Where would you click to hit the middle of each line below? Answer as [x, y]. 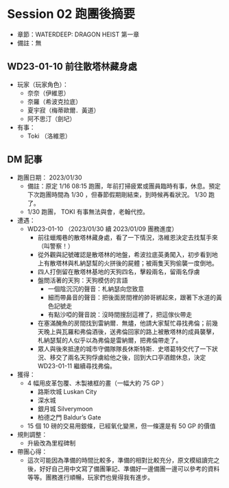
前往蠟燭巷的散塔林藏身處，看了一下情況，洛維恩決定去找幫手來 [128, 237]
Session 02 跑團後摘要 [71, 14]
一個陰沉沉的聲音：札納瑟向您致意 [96, 289]
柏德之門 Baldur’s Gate [69, 417]
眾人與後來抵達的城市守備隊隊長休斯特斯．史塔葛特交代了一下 [125, 349]
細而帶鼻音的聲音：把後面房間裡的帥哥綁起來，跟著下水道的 [132, 297]
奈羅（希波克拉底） [55, 101]
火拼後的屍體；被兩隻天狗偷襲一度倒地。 [161, 263]
